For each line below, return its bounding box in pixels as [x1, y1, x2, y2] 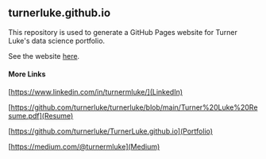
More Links [8, 69, 46, 79]
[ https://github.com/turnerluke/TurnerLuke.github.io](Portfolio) [8, 126, 213, 136]
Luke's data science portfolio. [8, 36, 106, 45]
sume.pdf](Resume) [8, 111, 74, 121]
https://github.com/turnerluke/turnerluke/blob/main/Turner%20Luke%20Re [10, 103, 258, 112]
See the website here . [8, 51, 80, 60]
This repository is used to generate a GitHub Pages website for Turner [8, 27, 238, 37]
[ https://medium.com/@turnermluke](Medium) [8, 142, 160, 152]
